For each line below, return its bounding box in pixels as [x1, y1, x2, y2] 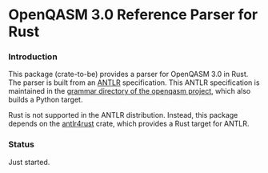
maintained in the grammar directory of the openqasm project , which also [8, 86, 251, 96]
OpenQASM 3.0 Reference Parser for [8, 6, 258, 24]
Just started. [8, 157, 50, 167]
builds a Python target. [8, 95, 83, 105]
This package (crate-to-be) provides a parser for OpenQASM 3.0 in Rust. [8, 70, 249, 79]
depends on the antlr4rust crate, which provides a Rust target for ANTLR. [8, 119, 250, 129]
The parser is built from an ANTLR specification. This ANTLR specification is [8, 78, 260, 87]
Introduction [8, 51, 58, 62]
